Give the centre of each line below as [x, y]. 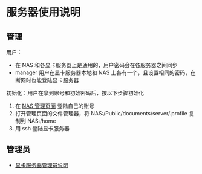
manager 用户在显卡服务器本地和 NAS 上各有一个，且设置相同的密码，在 [106, 72]
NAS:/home [41, 121]
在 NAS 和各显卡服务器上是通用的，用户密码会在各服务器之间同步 [96, 65]
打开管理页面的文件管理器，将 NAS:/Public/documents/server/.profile [101, 113]
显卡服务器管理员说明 [41, 165]
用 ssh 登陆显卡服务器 [42, 128]
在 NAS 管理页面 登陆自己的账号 [55, 106]
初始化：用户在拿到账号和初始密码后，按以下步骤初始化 [75, 93]
